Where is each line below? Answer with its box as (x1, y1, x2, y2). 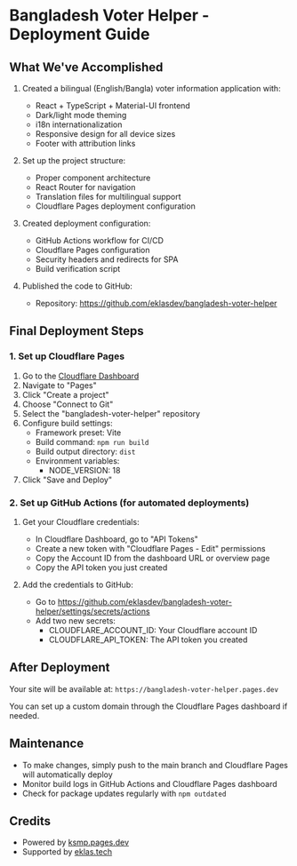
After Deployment (9, 660, 110, 675)
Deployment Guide (9, 24, 150, 44)
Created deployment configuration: (21, 218, 151, 228)
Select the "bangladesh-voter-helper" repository (21, 408, 201, 418)
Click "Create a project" (21, 389, 109, 400)
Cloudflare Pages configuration (35, 245, 150, 255)
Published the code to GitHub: (21, 281, 133, 291)
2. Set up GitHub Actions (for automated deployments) (9, 497, 250, 509)
